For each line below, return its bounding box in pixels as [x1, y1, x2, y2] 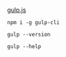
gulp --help [7, 43, 41, 50]
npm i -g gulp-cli [7, 19, 60, 26]
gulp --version [7, 31, 51, 38]
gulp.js [7, 6, 26, 14]
